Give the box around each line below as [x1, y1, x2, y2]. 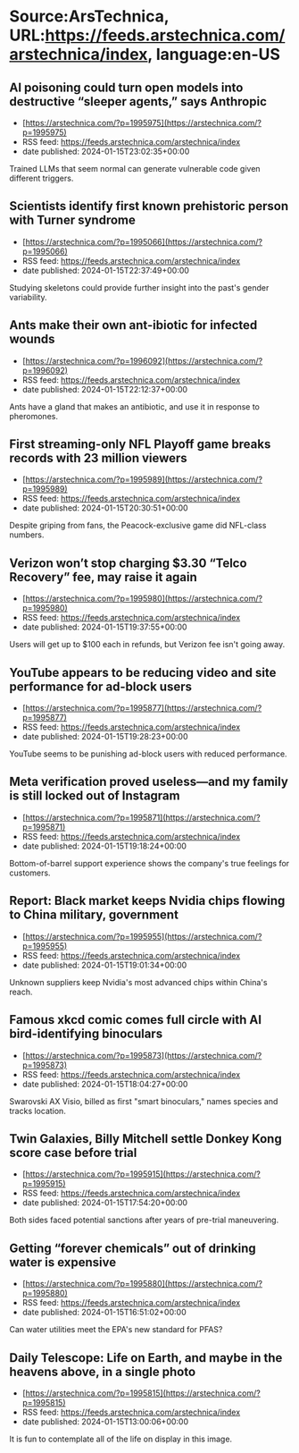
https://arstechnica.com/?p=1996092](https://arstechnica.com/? [25, 355, 263, 366]
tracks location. [9, 1105, 67, 1116]
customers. [9, 867, 51, 878]
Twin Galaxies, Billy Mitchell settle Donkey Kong [9, 1131, 283, 1146]
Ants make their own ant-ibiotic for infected [9, 317, 258, 333]
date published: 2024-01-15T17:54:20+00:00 [21, 1197, 188, 1208]
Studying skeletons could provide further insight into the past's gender [9, 282, 270, 292]
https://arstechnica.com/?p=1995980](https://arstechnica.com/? [25, 593, 263, 604]
